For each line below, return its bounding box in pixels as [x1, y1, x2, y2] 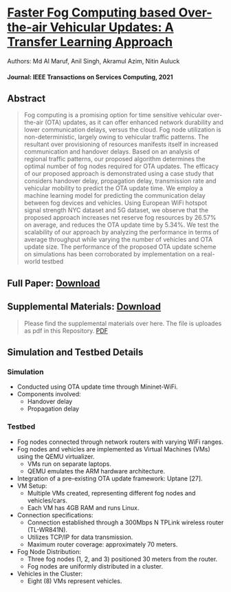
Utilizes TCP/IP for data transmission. [27, 533, 133, 541]
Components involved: [16, 390, 81, 398]
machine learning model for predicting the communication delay [23, 192, 206, 200]
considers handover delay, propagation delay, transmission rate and [23, 177, 217, 185]
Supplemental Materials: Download [7, 301, 162, 313]
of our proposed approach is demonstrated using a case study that [23, 170, 214, 178]
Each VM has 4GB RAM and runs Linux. [27, 503, 140, 511]
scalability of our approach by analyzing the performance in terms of [23, 228, 219, 236]
